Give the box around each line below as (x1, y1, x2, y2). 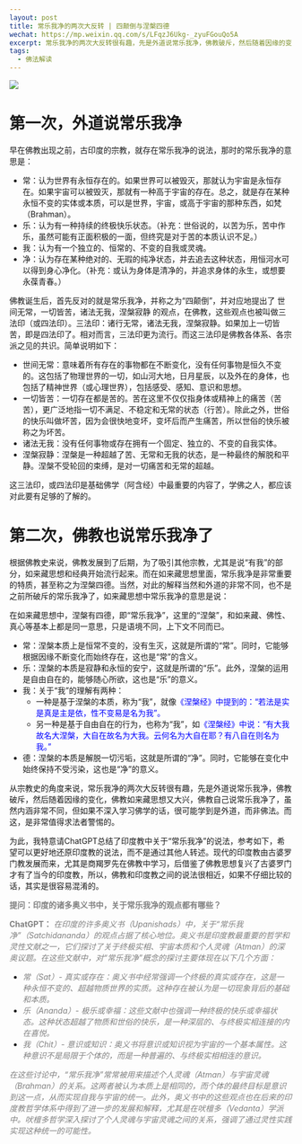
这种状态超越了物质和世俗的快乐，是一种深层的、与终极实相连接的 (38, 1016, 282, 1027)
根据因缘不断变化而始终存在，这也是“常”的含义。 (22, 651, 203, 661)
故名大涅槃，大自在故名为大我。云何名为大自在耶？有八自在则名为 (35, 730, 280, 740)
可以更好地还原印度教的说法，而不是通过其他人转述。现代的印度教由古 (16, 847, 276, 857)
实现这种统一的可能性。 (9, 1125, 96, 1136)
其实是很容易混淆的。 (24, 880, 104, 891)
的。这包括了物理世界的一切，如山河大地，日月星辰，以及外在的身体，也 (22, 370, 289, 381)
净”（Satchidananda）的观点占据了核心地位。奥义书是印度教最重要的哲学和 (9, 929, 289, 940)
